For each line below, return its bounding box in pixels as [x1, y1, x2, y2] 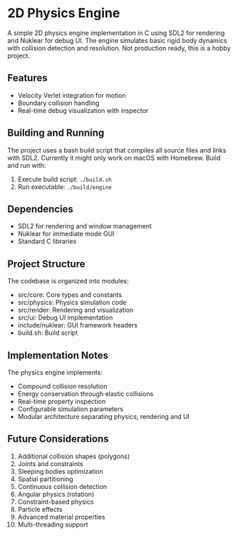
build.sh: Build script [17, 328, 78, 337]
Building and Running [7, 127, 105, 139]
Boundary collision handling [17, 98, 100, 107]
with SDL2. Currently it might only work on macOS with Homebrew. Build [7, 153, 221, 162]
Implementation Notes [7, 349, 109, 361]
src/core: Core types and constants [17, 290, 123, 299]
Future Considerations [7, 433, 109, 445]
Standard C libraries [17, 237, 77, 246]
